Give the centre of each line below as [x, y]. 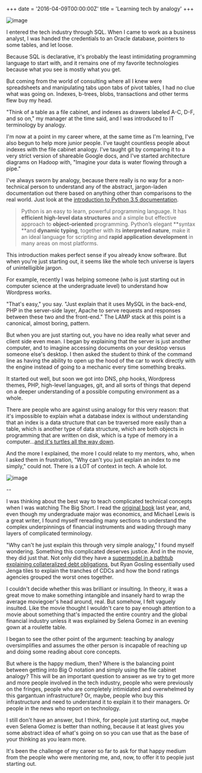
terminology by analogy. [36, 125]
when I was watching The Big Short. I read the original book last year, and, [99, 507]
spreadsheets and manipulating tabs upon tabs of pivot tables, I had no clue [100, 87]
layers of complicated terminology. [49, 533]
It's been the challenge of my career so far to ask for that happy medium [96, 751]
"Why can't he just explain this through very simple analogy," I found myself [100, 545]
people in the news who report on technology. [63, 708]
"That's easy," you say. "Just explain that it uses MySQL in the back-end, [96, 304]
